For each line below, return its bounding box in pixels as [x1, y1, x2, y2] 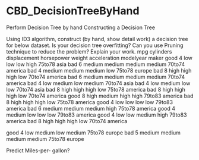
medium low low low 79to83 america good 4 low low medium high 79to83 [6, 111, 187, 118]
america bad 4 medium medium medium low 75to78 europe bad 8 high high [6, 67, 192, 74]
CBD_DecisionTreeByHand [6, 4, 140, 18]
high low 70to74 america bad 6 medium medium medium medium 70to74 [6, 73, 185, 80]
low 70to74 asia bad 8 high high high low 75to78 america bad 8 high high [6, 86, 186, 93]
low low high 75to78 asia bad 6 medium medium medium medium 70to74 [6, 61, 185, 68]
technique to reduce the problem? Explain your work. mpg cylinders [6, 48, 172, 55]
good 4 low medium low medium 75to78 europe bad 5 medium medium [6, 129, 181, 136]
